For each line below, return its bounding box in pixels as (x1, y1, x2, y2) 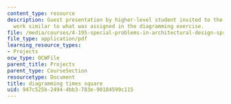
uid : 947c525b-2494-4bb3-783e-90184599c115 (7, 86, 134, 93)
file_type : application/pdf (7, 36, 88, 42)
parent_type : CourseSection (7, 67, 88, 74)
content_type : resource (7, 10, 76, 17)
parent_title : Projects (7, 61, 76, 68)
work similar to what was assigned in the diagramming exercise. (13, 23, 205, 29)
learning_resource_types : (7, 42, 81, 49)
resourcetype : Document (7, 73, 76, 81)
